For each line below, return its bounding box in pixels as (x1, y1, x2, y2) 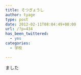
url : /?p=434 (5, 27, 33, 32)
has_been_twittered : (5, 31, 49, 36)
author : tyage (5, 12, 36, 17)
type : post (5, 17, 29, 22)
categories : (5, 41, 31, 46)
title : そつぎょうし (5, 7, 44, 13)
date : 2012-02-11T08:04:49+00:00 (5, 21, 76, 27)
